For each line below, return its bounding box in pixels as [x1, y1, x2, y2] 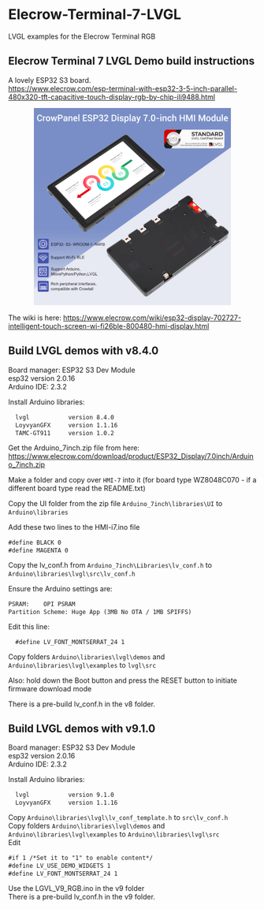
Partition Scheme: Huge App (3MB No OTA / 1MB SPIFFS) [8, 608, 192, 616]
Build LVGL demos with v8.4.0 [8, 345, 159, 358]
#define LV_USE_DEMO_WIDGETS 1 [8, 862, 111, 870]
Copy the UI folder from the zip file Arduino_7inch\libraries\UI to [8, 498, 223, 508]
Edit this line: [8, 621, 50, 631]
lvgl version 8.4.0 [15, 413, 114, 421]
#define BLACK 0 [8, 538, 61, 546]
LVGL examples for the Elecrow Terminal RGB [8, 32, 156, 41]
